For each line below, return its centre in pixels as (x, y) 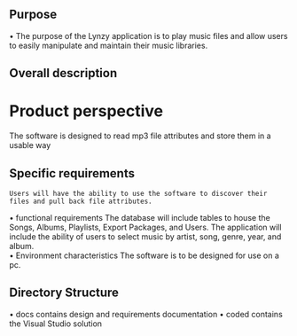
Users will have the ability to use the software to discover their (138, 193)
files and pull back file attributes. (81, 201)
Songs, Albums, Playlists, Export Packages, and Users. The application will (145, 227)
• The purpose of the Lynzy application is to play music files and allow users (148, 35)
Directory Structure (64, 293)
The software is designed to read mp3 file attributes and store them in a (141, 136)
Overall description (63, 73)
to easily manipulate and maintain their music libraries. (109, 45)
